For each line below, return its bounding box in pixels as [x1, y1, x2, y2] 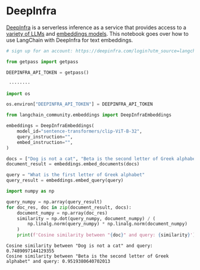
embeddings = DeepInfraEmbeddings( [6, 123, 95, 129]
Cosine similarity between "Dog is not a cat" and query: [6, 243, 153, 249]
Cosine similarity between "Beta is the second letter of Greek [6, 253, 169, 259]
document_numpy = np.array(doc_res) [17, 210, 108, 216]
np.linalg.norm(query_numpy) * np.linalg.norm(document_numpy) [27, 221, 187, 227]
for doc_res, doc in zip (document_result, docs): [6, 204, 132, 211]
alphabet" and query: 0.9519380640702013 [6, 259, 111, 265]
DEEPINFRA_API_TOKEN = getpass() [6, 70, 89, 76]
